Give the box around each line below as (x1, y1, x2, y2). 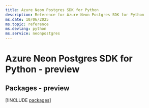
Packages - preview (5, 84, 70, 92)
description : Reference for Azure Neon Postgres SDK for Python (5, 12, 144, 17)
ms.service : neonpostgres (5, 31, 60, 36)
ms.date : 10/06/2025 (5, 17, 49, 22)
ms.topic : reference (5, 21, 49, 27)
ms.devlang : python (5, 26, 47, 31)
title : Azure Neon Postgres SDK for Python (5, 7, 99, 13)
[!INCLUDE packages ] (5, 97, 51, 103)
